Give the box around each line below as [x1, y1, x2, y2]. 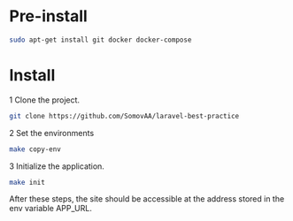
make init [9, 178, 46, 187]
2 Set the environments [9, 127, 95, 138]
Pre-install [9, 6, 89, 27]
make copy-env [9, 144, 62, 154]
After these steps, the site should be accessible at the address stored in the [9, 194, 285, 204]
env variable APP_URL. [9, 203, 93, 214]
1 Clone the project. [9, 95, 81, 105]
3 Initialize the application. [9, 161, 104, 171]
